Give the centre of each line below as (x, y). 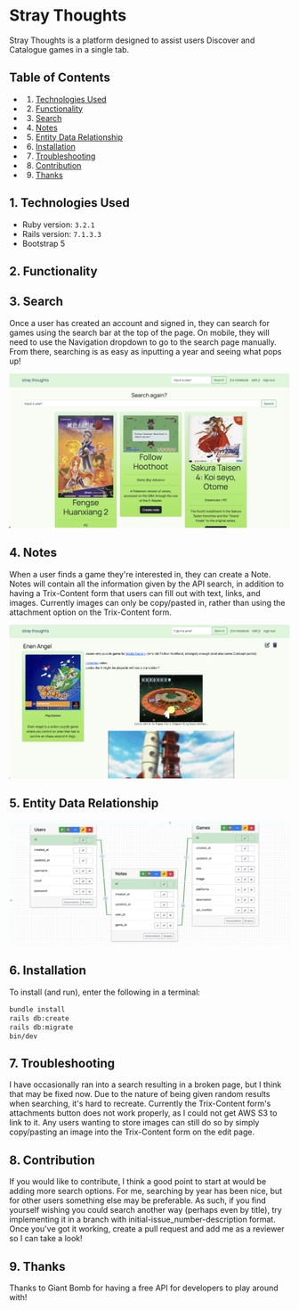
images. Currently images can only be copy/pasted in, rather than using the (148, 602)
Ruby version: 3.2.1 (58, 225)
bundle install (37, 1009)
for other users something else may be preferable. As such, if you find (138, 1200)
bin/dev (24, 1036)
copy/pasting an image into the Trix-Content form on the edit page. (132, 1132)
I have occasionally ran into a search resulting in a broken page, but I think (145, 1085)
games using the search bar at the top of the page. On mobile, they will (139, 332)
